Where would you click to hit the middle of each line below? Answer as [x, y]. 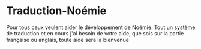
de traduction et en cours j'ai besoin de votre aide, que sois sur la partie [95, 33]
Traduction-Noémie [56, 11]
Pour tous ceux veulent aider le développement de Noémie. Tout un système [101, 27]
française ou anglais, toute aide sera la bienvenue [67, 40]
